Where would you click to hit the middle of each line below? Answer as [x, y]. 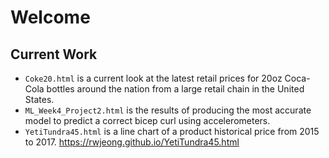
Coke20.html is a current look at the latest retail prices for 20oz [153, 78]
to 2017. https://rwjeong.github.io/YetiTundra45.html [132, 142]
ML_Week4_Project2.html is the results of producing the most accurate [168, 110]
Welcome [50, 17]
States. [39, 99]
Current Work [54, 54]
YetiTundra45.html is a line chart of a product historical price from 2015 [172, 131]
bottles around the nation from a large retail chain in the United [175, 89]
